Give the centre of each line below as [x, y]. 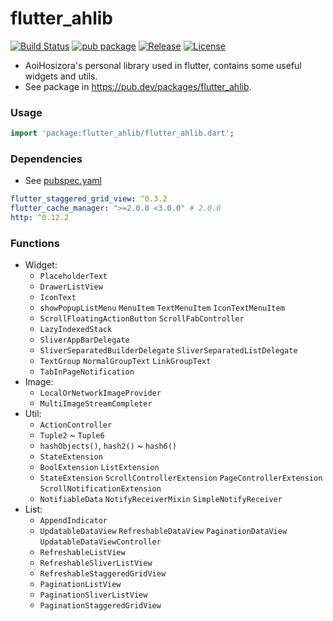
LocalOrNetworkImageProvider [100, 393]
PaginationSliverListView [93, 595]
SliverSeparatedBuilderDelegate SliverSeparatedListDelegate [168, 351]
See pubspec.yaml [63, 181]
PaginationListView [80, 585]
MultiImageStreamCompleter [96, 404]
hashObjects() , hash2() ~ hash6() [108, 446]
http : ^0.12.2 [40, 218]
